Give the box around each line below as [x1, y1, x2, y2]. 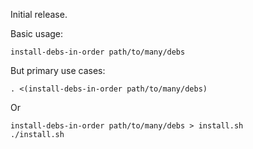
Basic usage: [10, 28, 64, 39]
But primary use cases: [10, 65, 106, 76]
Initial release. [10, 9, 68, 20]
